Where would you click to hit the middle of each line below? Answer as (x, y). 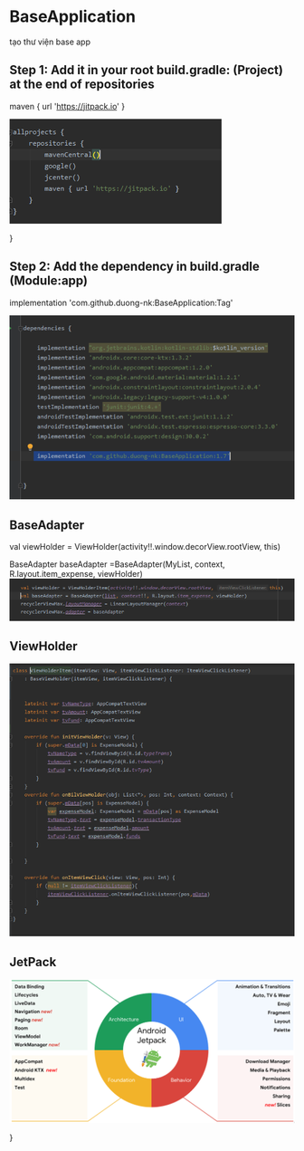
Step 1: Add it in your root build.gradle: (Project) (146, 70)
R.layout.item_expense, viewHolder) (76, 573)
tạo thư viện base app (50, 42)
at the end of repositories (82, 85)
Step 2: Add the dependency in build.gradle (134, 267)
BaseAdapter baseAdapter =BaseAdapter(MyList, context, (118, 564)
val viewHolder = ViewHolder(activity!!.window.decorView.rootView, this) (145, 546)
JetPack (33, 962)
